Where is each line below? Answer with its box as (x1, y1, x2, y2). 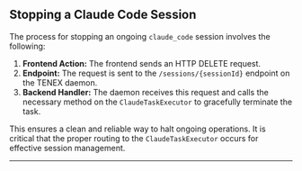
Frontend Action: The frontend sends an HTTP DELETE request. (22, 58, 262, 68)
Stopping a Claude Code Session (9, 7, 197, 22)
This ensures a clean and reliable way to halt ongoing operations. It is (9, 123, 267, 134)
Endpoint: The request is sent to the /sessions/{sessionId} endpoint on (22, 67, 290, 78)
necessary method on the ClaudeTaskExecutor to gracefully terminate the (22, 96, 293, 107)
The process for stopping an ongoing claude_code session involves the (9, 31, 271, 41)
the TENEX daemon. (22, 76, 98, 88)
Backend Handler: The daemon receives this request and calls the (22, 86, 270, 97)
